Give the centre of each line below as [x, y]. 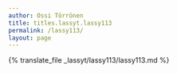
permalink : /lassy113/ [46, 30]
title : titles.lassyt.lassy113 [60, 23]
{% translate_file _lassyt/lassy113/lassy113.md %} [89, 60]
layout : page [30, 38]
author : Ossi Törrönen [46, 15]
